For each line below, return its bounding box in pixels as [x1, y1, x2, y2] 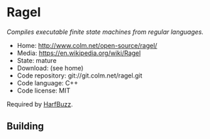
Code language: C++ [16, 78, 79, 87]
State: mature [16, 56, 57, 64]
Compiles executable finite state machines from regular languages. [6, 28, 204, 36]
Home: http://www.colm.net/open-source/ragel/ [16, 41, 157, 49]
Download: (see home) [16, 64, 84, 72]
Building [6, 121, 44, 133]
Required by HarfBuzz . [6, 99, 73, 108]
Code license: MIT [16, 86, 71, 95]
